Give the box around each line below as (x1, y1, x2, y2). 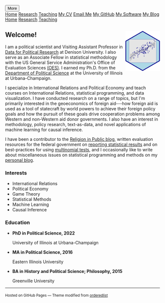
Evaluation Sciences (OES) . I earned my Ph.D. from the (5, 65, 116, 70)
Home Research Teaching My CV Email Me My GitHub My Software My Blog (5, 11, 160, 17)
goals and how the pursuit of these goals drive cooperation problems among (5, 111, 160, 117)
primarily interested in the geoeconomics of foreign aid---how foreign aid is (5, 101, 158, 106)
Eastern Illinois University (12, 259, 64, 265)
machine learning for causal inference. (5, 127, 83, 133)
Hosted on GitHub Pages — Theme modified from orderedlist (5, 293, 108, 298)
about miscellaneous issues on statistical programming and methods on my (5, 152, 158, 158)
